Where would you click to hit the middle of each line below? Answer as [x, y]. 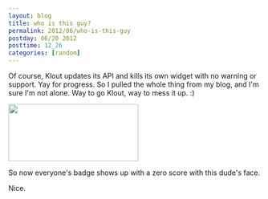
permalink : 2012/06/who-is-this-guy [69, 30]
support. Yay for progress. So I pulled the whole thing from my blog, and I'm [134, 84]
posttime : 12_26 [35, 46]
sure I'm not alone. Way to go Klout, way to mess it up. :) [102, 93]
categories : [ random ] [45, 53]
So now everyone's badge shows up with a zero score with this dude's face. [134, 173]
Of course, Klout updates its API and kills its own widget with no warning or [132, 76]
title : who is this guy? [50, 23]
